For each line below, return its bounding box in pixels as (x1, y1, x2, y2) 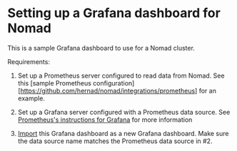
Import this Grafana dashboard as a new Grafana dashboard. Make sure (17, 129, 229, 137)
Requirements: (7, 57, 50, 66)
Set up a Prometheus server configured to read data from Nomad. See (17, 71, 225, 80)
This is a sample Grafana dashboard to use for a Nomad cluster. (7, 43, 195, 52)
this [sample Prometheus (17, 78, 91, 87)
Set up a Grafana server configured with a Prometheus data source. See (17, 108, 231, 116)
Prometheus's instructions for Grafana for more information (17, 115, 193, 124)
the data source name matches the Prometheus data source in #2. (17, 137, 213, 145)
